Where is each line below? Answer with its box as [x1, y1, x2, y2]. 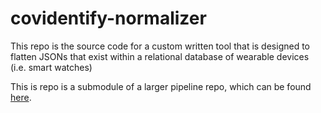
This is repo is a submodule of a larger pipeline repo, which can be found [10, 80, 312, 92]
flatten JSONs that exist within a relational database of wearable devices [10, 50, 310, 62]
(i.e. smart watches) [10, 61, 93, 73]
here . [10, 91, 32, 103]
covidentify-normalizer [10, 7, 207, 30]
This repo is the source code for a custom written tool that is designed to [10, 40, 311, 52]
